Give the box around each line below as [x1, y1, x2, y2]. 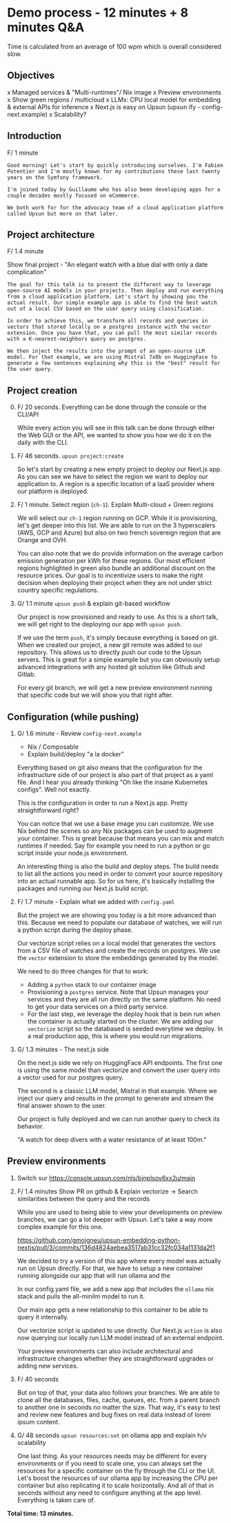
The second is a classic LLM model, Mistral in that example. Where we [17, 1086, 217, 1095]
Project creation [7, 385, 78, 396]
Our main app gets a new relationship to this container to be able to [17, 1305, 208, 1314]
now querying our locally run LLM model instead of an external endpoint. [17, 1333, 224, 1341]
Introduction [7, 130, 62, 142]
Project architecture [7, 229, 95, 240]
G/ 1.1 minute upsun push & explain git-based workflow [17, 600, 170, 608]
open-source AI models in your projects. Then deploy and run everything [7, 287, 224, 294]
